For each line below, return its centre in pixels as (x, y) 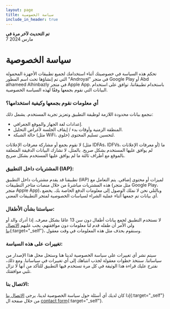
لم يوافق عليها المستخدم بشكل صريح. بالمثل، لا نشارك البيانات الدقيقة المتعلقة (79, 150)
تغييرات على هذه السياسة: (34, 244)
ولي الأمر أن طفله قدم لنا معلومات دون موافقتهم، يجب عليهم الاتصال (70, 225)
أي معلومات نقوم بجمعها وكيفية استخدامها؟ (52, 103)
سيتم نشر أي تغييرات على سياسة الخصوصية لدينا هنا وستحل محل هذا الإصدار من (81, 255)
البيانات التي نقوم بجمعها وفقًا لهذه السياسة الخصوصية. (57, 90)
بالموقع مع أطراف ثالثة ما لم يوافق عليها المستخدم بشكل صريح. (66, 155)
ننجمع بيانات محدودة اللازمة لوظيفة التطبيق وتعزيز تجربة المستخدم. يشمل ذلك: (80, 114)
